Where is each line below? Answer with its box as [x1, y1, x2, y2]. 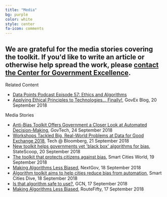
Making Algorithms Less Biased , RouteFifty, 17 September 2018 [12, 186, 144, 192]
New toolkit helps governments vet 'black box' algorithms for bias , [12, 143, 150, 149]
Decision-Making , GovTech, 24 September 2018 [12, 127, 113, 133]
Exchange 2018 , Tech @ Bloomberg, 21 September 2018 [12, 138, 130, 144]
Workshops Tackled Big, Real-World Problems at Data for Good [12, 132, 144, 139]
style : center [5, 21, 35, 27]
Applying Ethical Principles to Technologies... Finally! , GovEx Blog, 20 [12, 97, 157, 103]
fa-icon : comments [5, 26, 44, 31]
